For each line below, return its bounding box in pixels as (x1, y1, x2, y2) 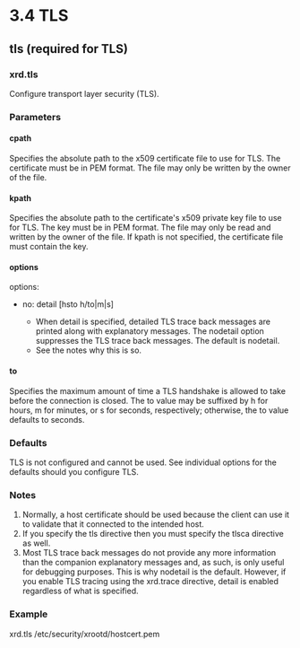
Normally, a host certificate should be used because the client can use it (21, 509, 289, 521)
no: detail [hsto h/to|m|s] (21, 299, 115, 310)
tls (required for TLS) (9, 41, 128, 57)
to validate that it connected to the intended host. (21, 519, 204, 530)
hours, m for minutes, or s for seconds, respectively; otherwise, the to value (9, 405, 289, 416)
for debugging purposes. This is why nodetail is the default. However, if (21, 566, 287, 577)
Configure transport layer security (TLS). (9, 88, 159, 99)
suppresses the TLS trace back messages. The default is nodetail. (35, 336, 280, 346)
